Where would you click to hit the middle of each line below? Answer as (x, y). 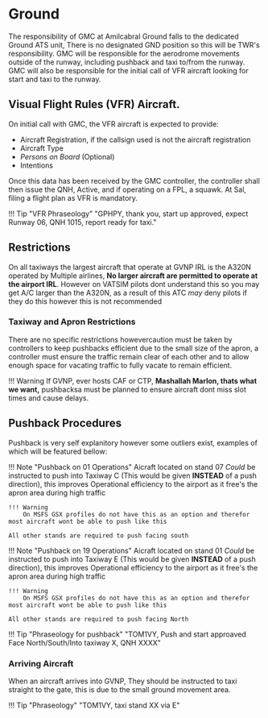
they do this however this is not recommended (85, 301)
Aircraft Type (42, 148)
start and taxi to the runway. (55, 79)
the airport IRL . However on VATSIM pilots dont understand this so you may (134, 284)
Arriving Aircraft (41, 663)
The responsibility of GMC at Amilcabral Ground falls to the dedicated (124, 36)
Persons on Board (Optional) (67, 156)
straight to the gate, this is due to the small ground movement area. (120, 689)
